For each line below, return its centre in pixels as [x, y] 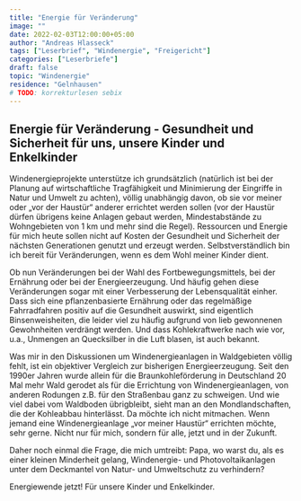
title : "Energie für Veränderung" [74, 18]
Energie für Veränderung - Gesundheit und [132, 129]
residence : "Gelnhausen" [56, 84]
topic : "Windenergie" [50, 76]
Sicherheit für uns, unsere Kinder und [117, 143]
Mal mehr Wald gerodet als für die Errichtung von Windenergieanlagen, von [149, 385]
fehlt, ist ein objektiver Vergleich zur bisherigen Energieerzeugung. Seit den [149, 366]
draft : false [34, 68]
